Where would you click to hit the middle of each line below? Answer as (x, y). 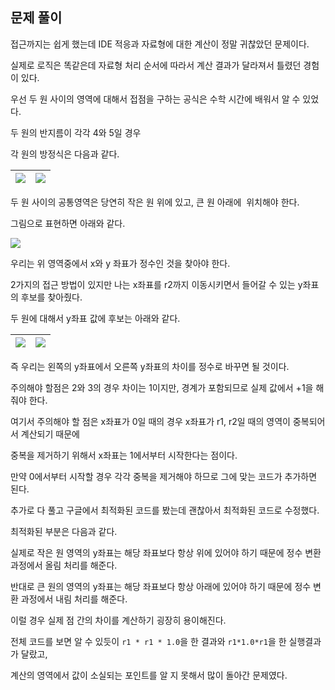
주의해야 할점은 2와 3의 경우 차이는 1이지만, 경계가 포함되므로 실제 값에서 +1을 (162, 387)
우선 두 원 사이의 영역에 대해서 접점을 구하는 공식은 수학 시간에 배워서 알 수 (155, 99)
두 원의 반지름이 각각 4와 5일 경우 (76, 132)
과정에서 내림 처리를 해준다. (74, 599)
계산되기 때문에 (50, 434)
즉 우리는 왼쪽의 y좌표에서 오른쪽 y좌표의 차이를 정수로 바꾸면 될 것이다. (150, 366)
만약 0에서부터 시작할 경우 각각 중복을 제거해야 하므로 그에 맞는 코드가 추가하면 (164, 476)
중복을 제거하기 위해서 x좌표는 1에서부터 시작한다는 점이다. (124, 455)
